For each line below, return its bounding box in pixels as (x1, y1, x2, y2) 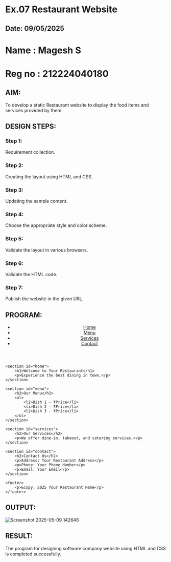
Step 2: (5, 162, 24, 169)
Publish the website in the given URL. (5, 296, 84, 302)
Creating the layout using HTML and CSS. (5, 173, 93, 180)
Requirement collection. (5, 149, 55, 155)
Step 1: (5, 137, 22, 144)
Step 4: (5, 211, 24, 218)
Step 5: (5, 235, 24, 242)
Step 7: (5, 284, 23, 291)
